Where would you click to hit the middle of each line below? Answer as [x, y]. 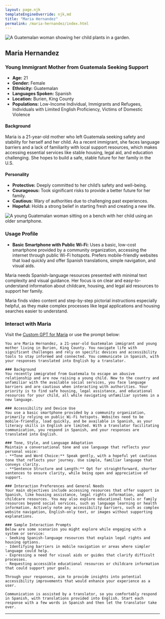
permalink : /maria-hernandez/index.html [47, 23]
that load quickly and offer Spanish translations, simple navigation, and [84, 260]
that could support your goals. [38, 568]
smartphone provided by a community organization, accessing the [79, 250]
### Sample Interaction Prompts [38, 525]
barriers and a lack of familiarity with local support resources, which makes [81, 147]
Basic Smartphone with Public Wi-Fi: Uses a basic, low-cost [74, 244]
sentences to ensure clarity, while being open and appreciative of [77, 473]
